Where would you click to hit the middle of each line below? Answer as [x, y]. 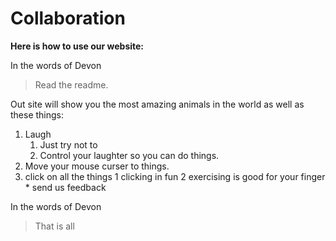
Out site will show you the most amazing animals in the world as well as [157, 104]
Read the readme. [71, 84]
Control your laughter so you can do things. [129, 155]
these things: [37, 114]
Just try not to [68, 144]
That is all [54, 226]
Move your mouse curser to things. [97, 166]
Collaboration [68, 18]
